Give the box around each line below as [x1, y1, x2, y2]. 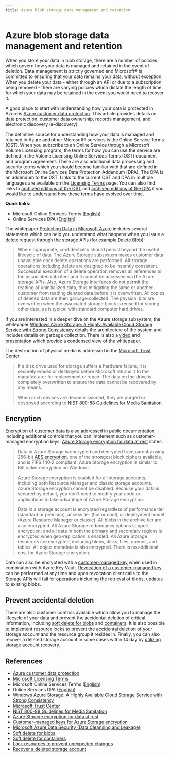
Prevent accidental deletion [5, 596, 94, 605]
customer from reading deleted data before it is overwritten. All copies [17, 290, 165, 296]
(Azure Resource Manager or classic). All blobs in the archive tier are [17, 517, 162, 523]
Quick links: [5, 200, 31, 206]
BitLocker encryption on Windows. [17, 465, 90, 471]
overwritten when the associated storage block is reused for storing [17, 300, 160, 306]
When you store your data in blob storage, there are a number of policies [5, 57, 157, 63]
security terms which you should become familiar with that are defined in [5, 164, 158, 170]
